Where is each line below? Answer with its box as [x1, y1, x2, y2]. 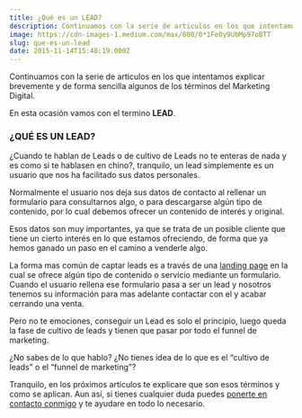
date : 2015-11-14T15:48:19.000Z [9, 47, 130, 56]
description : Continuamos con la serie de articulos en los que [9, 22, 255, 31]
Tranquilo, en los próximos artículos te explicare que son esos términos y [9, 379, 280, 390]
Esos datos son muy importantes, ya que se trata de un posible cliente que [9, 224, 286, 235]
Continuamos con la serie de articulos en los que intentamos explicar [9, 71, 265, 82]
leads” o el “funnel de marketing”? [9, 361, 137, 373]
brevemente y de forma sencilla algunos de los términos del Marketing [9, 81, 271, 92]
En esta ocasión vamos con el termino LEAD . [9, 108, 176, 119]
